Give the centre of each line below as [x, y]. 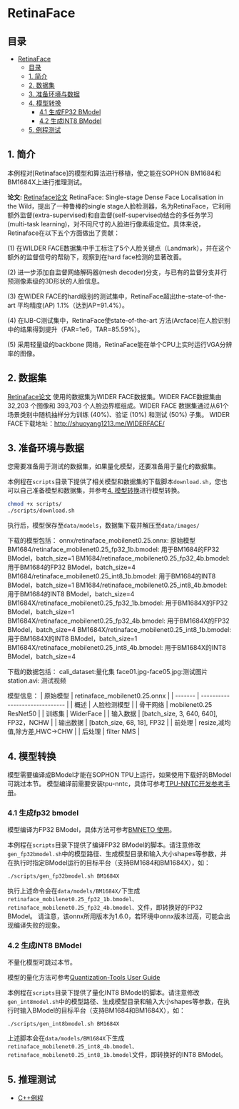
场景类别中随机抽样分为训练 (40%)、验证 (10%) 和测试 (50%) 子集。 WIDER [119, 414]
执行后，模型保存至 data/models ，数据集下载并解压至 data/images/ [103, 526]
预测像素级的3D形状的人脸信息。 [55, 281]
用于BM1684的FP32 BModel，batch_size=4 [71, 567]
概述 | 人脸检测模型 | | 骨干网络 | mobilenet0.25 [143, 705]
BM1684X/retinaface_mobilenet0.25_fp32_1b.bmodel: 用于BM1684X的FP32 [118, 603]
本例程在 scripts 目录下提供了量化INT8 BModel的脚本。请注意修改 [103, 993]
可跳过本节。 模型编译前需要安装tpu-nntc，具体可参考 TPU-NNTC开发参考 [116, 784]
